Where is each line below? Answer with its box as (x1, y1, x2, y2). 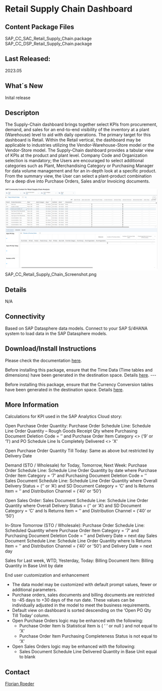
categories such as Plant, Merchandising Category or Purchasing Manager (5, 163, 154, 169)
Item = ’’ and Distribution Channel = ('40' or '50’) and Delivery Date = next (5, 543, 152, 549)
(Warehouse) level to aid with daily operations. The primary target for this (5, 132, 151, 138)
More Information (5, 401, 59, 409)
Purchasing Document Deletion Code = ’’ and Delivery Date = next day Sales (5, 533, 157, 539)
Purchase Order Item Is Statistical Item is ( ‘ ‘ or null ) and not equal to (19, 623, 158, 629)
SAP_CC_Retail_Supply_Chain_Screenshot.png (5, 271, 97, 277)
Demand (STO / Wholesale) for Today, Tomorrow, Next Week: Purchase (5, 462, 147, 468)
